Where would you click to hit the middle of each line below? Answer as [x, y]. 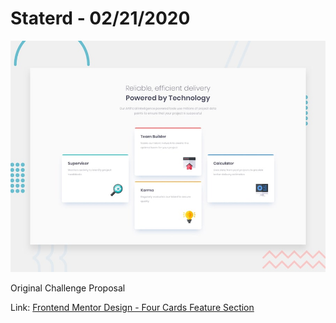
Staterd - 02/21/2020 [100, 18]
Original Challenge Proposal [68, 288]
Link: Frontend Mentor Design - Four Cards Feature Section [132, 307]
